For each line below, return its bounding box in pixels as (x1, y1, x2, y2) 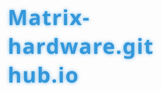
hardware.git (7, 31, 154, 61)
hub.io (7, 60, 79, 90)
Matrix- (7, 2, 90, 32)
